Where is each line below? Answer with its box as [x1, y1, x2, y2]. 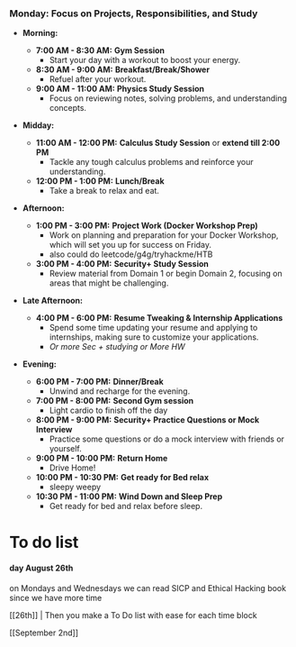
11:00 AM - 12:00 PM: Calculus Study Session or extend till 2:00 [35, 138, 281, 149]
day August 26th [9, 562, 74, 574]
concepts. [49, 103, 87, 114]
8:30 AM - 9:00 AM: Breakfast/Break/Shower [35, 64, 210, 75]
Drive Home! [49, 462, 96, 473]
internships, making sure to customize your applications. [49, 332, 259, 342]
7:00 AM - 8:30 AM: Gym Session [35, 45, 165, 56]
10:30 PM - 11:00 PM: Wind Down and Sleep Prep [35, 491, 223, 502]
